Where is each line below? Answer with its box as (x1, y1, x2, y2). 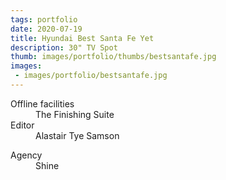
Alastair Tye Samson (35, 129, 120, 141)
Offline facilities (10, 97, 75, 110)
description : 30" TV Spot (10, 42, 118, 53)
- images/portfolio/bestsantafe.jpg (14, 71, 168, 81)
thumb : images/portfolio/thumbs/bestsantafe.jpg (10, 52, 217, 62)
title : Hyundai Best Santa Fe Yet (10, 33, 155, 43)
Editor (10, 119, 35, 131)
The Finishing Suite (35, 108, 115, 120)
